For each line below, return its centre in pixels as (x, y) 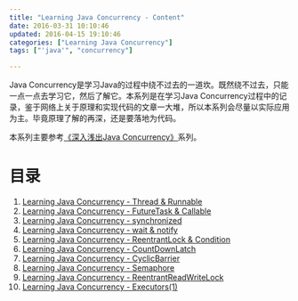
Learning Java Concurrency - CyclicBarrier (101, 258)
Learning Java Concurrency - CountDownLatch (109, 249)
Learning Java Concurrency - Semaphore (98, 268)
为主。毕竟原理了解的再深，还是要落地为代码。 (95, 118)
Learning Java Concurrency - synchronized (102, 221)
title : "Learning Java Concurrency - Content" (97, 17)
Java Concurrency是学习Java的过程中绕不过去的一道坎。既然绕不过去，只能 (149, 85)
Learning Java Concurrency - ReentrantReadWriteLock (123, 278)
